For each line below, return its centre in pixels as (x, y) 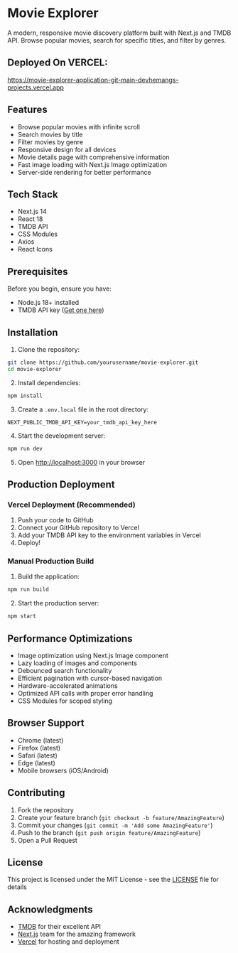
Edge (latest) (36, 763)
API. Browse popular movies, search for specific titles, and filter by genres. (117, 40)
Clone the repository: (49, 349)
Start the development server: (61, 436)
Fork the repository (46, 810)
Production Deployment (61, 484)
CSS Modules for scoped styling (65, 701)
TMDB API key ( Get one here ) (61, 310)
